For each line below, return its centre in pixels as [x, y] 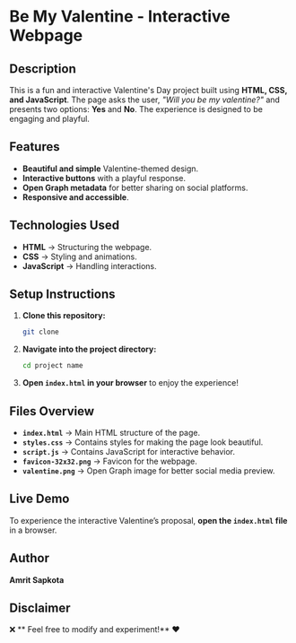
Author [29, 558]
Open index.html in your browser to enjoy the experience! [131, 383]
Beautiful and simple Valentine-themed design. [110, 169]
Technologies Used [64, 226]
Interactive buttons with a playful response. [104, 178]
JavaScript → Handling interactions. [89, 265]
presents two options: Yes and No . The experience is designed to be [136, 109]
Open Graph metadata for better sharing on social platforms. [135, 187]
